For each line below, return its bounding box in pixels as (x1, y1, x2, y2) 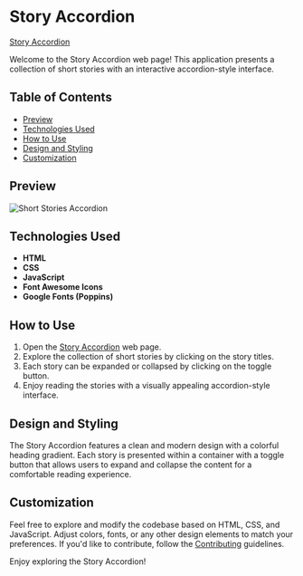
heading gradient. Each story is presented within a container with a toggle (9, 450, 285, 460)
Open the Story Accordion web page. (22, 341, 162, 352)
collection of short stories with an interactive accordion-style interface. (9, 63, 274, 74)
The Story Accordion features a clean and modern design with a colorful (9, 440, 279, 450)
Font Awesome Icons (22, 282, 104, 293)
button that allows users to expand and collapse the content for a (9, 459, 252, 470)
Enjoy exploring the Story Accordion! (9, 555, 147, 567)
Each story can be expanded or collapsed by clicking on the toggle (22, 360, 272, 372)
